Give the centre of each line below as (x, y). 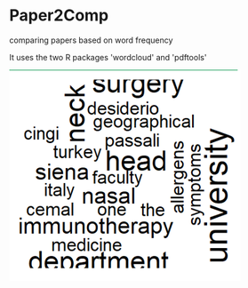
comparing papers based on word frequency (91, 40)
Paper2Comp (59, 16)
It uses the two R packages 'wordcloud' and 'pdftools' (108, 57)
